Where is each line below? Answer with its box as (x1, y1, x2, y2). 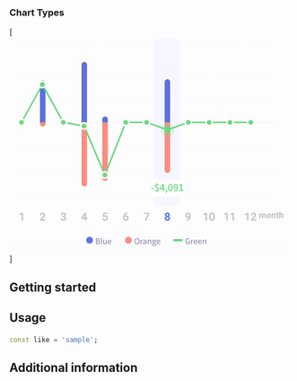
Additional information (9, 359, 138, 375)
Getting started (9, 279, 97, 295)
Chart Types (9, 6, 65, 19)
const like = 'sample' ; (9, 335, 99, 344)
